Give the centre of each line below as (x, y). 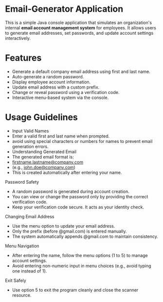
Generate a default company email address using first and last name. (81, 71)
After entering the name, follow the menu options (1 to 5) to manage (80, 255)
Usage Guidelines (41, 117)
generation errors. (30, 146)
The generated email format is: (43, 157)
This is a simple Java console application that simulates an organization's (79, 23)
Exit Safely (16, 280)
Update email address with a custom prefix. (56, 87)
